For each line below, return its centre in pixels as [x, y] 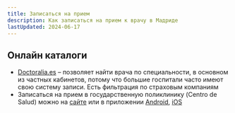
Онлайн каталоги [47, 55]
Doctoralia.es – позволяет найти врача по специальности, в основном [123, 72]
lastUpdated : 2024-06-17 [44, 27]
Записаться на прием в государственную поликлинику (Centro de [117, 95]
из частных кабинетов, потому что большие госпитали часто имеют [120, 80]
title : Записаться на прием [49, 14]
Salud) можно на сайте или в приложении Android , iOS [100, 102]
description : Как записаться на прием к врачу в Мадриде [93, 20]
